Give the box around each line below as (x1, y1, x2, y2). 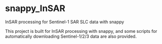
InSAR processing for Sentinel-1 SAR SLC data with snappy (5, 19, 124, 25)
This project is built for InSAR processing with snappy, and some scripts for (5, 28, 158, 34)
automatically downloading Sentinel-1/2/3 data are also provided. (5, 33, 137, 39)
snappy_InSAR (5, 3, 65, 14)
